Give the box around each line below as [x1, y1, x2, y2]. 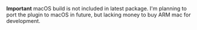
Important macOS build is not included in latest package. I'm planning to [6, 5, 187, 12]
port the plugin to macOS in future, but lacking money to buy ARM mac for [6, 11, 192, 18]
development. [6, 18, 40, 24]
